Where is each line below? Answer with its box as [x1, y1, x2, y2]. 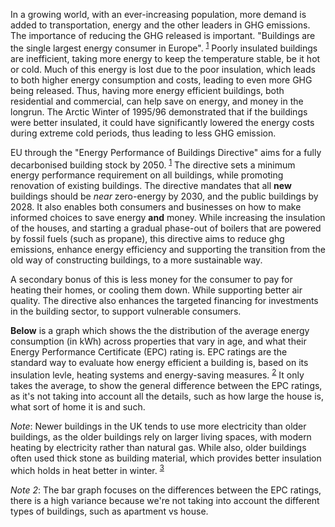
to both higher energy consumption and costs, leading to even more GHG [10, 74, 313, 86]
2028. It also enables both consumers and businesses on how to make [10, 201, 302, 213]
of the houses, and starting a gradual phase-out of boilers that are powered [10, 222, 322, 234]
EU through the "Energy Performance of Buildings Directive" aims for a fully [10, 146, 322, 158]
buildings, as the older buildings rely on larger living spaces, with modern [10, 430, 312, 443]
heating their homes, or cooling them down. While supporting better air [10, 284, 303, 296]
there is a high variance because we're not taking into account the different [10, 494, 320, 506]
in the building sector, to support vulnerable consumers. [10, 305, 242, 318]
